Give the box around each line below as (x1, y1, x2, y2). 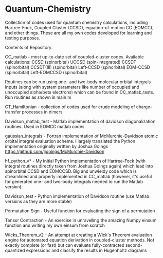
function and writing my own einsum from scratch (5, 222, 105, 228)
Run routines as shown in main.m (5, 94, 72, 100)
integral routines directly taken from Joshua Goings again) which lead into (5, 163, 153, 169)
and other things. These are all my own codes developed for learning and (5, 30, 152, 36)
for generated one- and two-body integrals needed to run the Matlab (5, 179, 143, 184)
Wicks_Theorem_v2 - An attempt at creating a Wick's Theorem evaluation (5, 232, 152, 238)
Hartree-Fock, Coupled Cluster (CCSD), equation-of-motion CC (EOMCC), (5, 24, 154, 30)
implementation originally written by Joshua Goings (5, 143, 108, 149)
